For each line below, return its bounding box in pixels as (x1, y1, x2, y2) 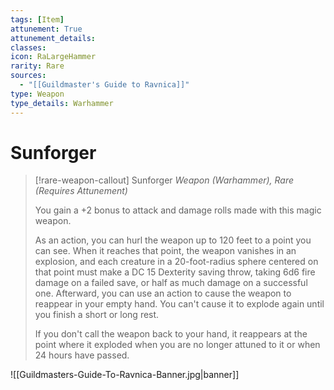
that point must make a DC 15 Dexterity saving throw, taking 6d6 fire (34, 266, 316, 278)
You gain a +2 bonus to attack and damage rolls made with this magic (34, 204, 322, 216)
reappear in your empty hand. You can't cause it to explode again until (34, 298, 325, 310)
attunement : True (10, 24, 83, 34)
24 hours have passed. (34, 349, 130, 361)
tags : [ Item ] (10, 14, 65, 25)
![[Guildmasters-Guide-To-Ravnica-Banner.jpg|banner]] (10, 369, 240, 381)
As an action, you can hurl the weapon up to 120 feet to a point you (34, 234, 312, 246)
